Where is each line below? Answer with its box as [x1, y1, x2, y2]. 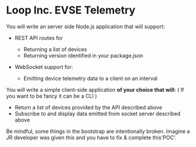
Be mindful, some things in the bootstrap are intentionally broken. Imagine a [6, 128, 190, 135]
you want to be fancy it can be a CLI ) [6, 92, 97, 99]
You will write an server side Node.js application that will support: [6, 23, 165, 30]
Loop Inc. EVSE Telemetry [6, 4, 136, 17]
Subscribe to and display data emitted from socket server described [14, 110, 181, 117]
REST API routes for [14, 34, 63, 41]
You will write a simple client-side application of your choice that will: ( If [6, 86, 184, 93]
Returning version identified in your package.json [23, 52, 143, 59]
